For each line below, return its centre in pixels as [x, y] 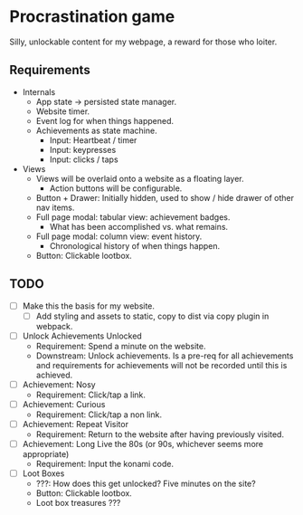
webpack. [54, 326]
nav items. [55, 207]
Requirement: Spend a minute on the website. [121, 346]
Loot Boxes [43, 473]
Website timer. [63, 111]
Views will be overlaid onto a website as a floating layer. [140, 178]
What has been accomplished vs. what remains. [139, 226]
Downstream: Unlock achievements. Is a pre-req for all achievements [165, 356]
